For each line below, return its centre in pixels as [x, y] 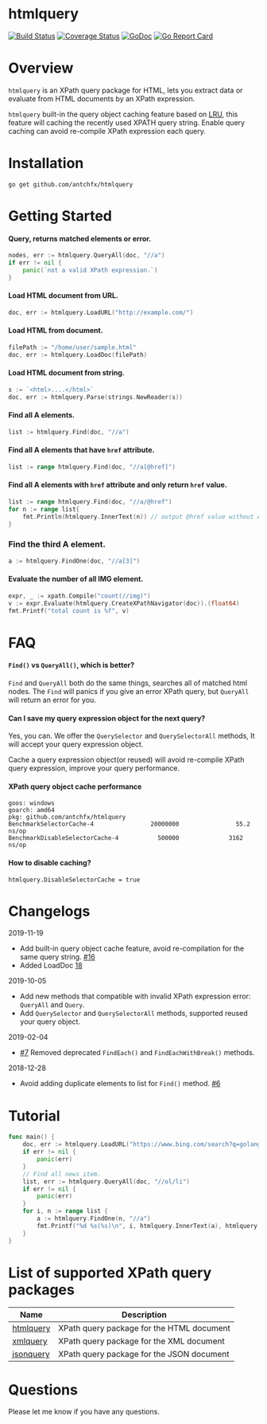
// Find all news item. [62, 1174]
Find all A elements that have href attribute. [81, 450]
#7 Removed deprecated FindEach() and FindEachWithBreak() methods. [137, 1053]
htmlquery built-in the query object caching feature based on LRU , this [123, 114]
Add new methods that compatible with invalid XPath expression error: [135, 996]
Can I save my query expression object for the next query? [107, 718]
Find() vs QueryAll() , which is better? [72, 665]
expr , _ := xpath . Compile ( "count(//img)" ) [79, 596]
